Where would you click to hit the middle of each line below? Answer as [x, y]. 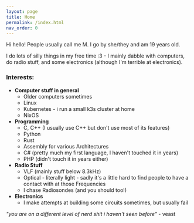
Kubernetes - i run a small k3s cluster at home [79, 109]
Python [32, 134]
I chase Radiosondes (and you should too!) [75, 190]
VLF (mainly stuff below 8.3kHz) [62, 171]
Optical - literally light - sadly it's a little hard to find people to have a [106, 177]
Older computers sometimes [58, 96]
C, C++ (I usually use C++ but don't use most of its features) [96, 127]
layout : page [22, 11]
